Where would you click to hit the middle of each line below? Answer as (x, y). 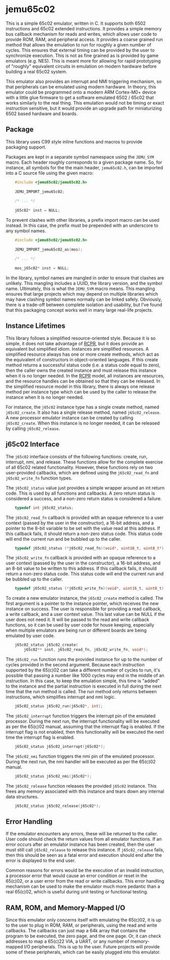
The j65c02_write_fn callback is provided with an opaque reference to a (81, 558)
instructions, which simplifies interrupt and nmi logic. (61, 697)
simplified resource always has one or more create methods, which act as (82, 354)
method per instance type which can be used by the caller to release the (81, 392)
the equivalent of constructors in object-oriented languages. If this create (82, 359)
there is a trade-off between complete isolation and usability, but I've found (84, 305)
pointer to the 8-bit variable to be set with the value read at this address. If (83, 528)
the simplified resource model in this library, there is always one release (80, 386)
